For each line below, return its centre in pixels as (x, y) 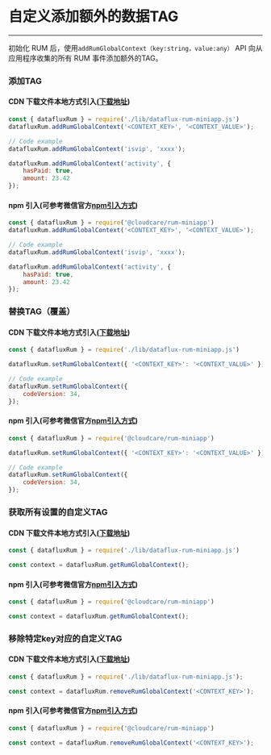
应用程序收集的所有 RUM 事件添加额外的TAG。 (85, 58)
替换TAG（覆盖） (42, 311)
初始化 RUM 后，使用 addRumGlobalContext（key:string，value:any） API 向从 (135, 48)
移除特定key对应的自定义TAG (65, 638)
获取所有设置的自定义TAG (58, 512)
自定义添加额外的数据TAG (94, 17)
